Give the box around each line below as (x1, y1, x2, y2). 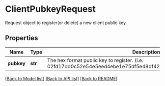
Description (132, 48, 161, 55)
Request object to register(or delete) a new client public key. (5, 20, 127, 26)
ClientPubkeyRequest (5, 3, 96, 15)
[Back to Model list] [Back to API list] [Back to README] (5, 75, 118, 82)
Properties (5, 34, 38, 42)
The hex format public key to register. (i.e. (47, 57, 143, 63)
